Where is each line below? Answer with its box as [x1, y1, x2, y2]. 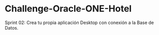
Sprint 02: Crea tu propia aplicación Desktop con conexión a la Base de [5, 19, 154, 25]
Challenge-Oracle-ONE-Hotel [5, 3, 132, 14]
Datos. [5, 24, 19, 30]
